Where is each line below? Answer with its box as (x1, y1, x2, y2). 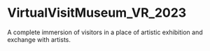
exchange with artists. (7, 35, 71, 43)
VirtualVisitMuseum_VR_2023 (7, 5, 187, 21)
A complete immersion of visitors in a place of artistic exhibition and (7, 28, 203, 36)
